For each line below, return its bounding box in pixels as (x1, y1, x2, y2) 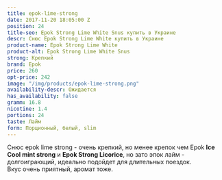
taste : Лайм (7, 118, 41, 125)
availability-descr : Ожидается (7, 86, 97, 93)
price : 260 (7, 67, 38, 74)
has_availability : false (7, 93, 78, 100)
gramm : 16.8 (7, 99, 41, 106)
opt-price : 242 (7, 73, 51, 81)
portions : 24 (7, 112, 45, 118)
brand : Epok (7, 61, 41, 68)
